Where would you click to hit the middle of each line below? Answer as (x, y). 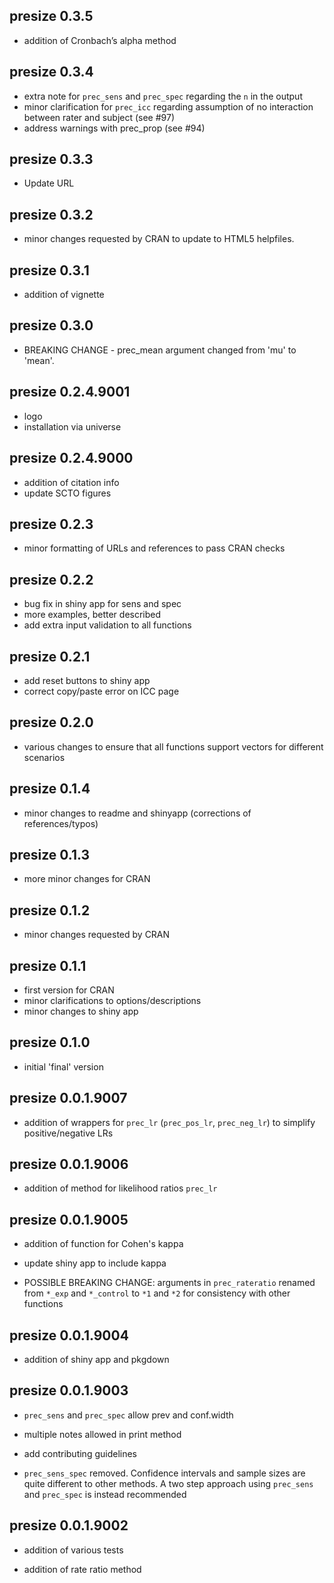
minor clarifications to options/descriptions (112, 1000)
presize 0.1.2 (50, 910)
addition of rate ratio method (82, 1569)
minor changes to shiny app (81, 1011)
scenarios (44, 757)
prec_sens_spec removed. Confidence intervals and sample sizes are (164, 1473)
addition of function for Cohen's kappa (103, 1244)
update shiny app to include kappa (95, 1263)
